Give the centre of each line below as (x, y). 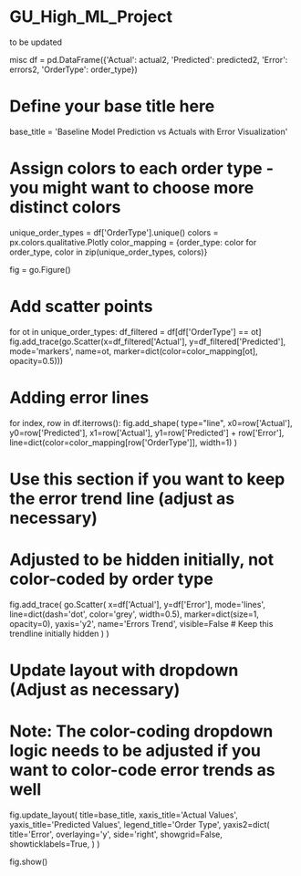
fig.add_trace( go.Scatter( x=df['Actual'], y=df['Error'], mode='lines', (138, 604)
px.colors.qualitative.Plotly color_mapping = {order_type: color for (133, 242)
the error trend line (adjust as (122, 498)
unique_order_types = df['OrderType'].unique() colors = (114, 232)
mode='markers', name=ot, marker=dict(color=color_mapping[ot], (134, 351)
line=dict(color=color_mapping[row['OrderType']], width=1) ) (124, 442)
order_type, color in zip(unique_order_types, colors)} (109, 252)
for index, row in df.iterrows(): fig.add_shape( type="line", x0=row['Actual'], (151, 422)
